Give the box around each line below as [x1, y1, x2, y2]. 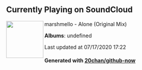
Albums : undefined [44, 32, 92, 39]
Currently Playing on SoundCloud [6, 5, 133, 15]
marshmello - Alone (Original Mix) [44, 20, 127, 27]
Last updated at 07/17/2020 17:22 [44, 43, 127, 50]
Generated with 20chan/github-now [44, 57, 136, 64]
